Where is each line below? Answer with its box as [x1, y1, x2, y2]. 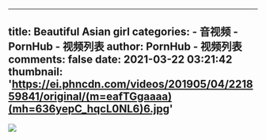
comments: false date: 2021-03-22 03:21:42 [8, 53, 233, 66]
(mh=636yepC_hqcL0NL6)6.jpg [8, 102, 170, 115]
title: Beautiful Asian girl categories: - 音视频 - [8, 25, 239, 39]
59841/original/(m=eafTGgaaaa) [8, 90, 173, 104]
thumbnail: [8, 65, 63, 79]
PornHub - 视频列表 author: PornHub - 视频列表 [8, 40, 243, 54]
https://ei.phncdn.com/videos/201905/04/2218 [11, 78, 253, 91]
